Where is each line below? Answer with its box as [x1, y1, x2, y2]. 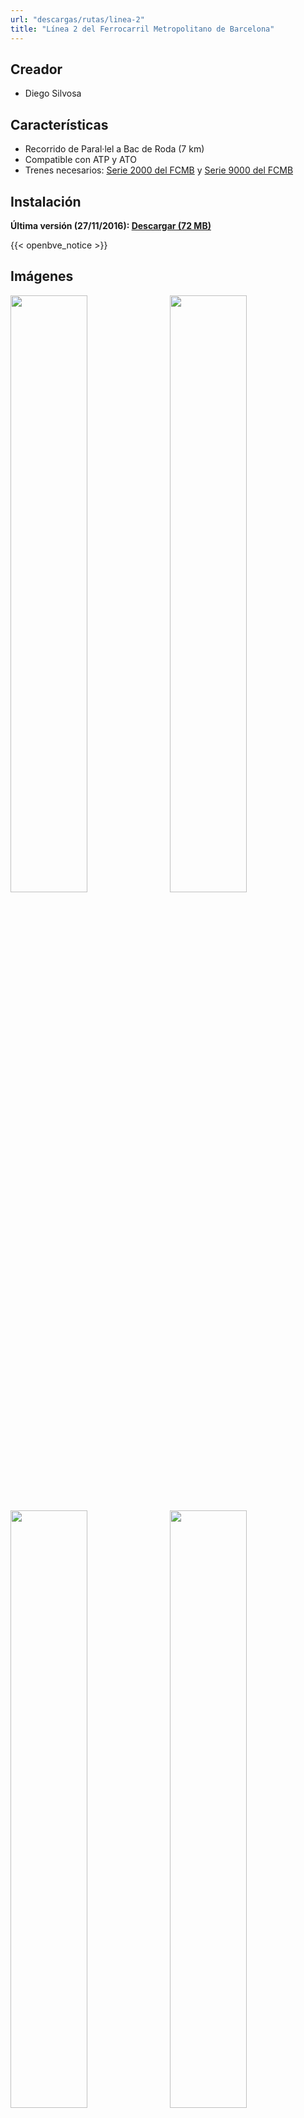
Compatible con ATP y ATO [24, 154, 137, 166]
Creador [10, 61, 63, 78]
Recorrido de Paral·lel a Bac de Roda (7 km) [24, 143, 205, 155]
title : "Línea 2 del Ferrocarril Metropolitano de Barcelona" [10, 24, 275, 34]
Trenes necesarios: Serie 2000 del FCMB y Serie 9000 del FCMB [24, 164, 294, 176]
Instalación [10, 193, 82, 210]
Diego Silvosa [24, 87, 82, 100]
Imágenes [10, 268, 74, 285]
